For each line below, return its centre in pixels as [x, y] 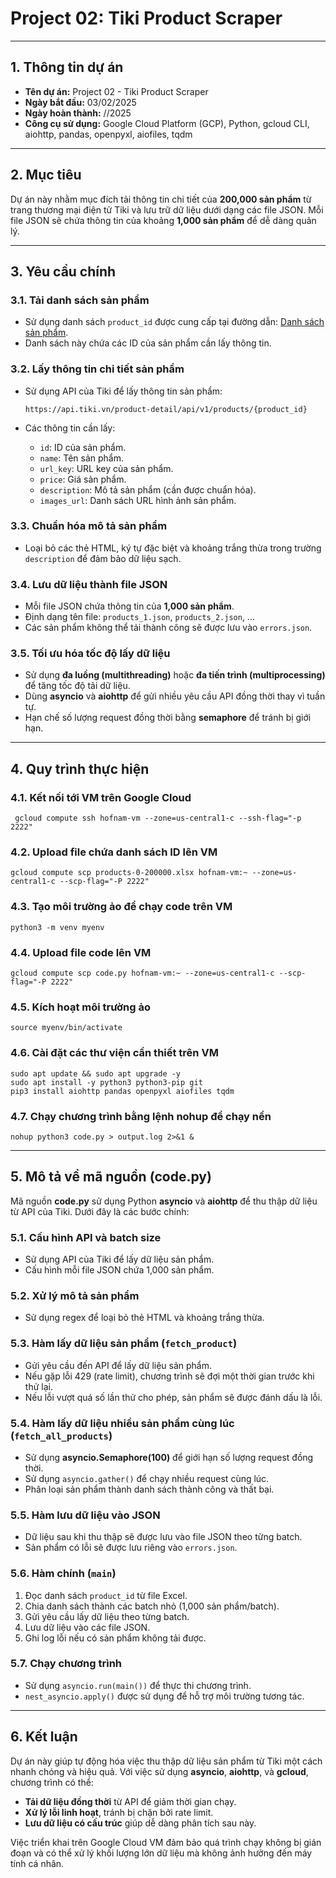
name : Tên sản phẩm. [81, 458]
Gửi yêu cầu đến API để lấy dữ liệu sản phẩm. [118, 1365]
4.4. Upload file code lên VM [81, 952]
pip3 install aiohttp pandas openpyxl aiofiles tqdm [122, 1091]
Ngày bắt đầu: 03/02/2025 [80, 102]
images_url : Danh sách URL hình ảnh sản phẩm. [138, 500]
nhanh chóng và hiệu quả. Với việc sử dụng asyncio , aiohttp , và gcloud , [159, 1771]
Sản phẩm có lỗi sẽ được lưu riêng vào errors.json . [131, 1548]
